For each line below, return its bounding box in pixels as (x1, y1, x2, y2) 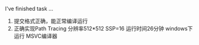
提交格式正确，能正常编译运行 (13, 17, 88, 25)
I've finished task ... (5, 5, 54, 12)
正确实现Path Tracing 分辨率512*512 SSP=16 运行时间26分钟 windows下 (13, 25, 193, 32)
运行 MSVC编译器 (13, 32, 58, 40)
